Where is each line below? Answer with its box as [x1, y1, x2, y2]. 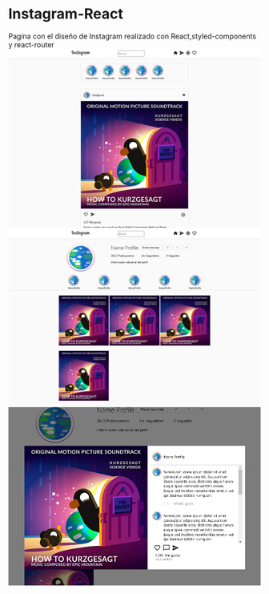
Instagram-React [8, 5, 124, 23]
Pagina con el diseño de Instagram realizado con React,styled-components [8, 31, 257, 41]
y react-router [8, 39, 54, 49]
